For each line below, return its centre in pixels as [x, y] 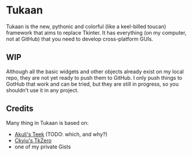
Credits [20, 109]
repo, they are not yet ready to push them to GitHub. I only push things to [94, 77]
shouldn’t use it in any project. [42, 90]
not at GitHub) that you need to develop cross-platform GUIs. [80, 39]
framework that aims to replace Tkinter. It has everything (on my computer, [96, 32]
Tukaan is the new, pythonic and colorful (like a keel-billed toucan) [86, 26]
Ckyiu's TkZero [33, 140]
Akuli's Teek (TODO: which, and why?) [61, 134]
